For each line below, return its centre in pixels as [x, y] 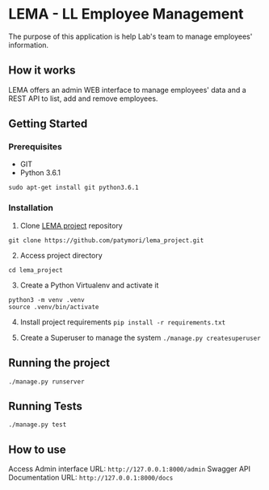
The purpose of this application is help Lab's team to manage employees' [130, 36]
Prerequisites [35, 147]
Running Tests [45, 406]
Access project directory [61, 255]
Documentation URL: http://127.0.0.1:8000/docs [91, 478]
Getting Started [48, 124]
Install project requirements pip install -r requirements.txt [123, 322]
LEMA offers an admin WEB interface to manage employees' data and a [127, 90]
